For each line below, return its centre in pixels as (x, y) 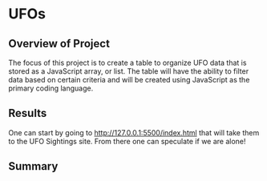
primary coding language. (51, 88)
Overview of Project (59, 44)
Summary (33, 166)
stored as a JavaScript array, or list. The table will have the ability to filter (129, 71)
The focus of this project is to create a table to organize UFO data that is (127, 62)
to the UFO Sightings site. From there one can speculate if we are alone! (127, 141)
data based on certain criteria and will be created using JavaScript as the (129, 80)
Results (28, 113)
